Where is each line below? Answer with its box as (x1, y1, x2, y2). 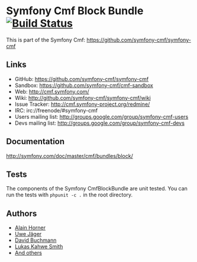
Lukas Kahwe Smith (14, 243, 63, 250)
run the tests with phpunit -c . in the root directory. (6, 191, 133, 199)
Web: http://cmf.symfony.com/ (14, 88, 90, 95)
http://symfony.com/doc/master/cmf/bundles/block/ (6, 152, 133, 159)
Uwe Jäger (14, 231, 42, 238)
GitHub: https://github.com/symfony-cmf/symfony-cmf (14, 75, 149, 82)
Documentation (6, 137, 65, 147)
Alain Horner (14, 224, 46, 231)
